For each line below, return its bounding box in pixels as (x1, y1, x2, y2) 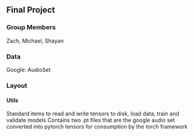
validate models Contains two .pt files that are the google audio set (6, 116, 176, 124)
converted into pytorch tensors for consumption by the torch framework (6, 123, 188, 131)
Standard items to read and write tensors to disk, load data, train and (6, 110, 179, 118)
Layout (6, 81, 28, 90)
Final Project (6, 5, 55, 15)
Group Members (6, 23, 56, 32)
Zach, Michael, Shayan (6, 37, 64, 45)
